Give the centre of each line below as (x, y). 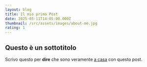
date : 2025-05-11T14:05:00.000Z (38, 19)
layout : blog (18, 10)
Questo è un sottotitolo (41, 48)
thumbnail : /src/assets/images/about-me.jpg (51, 23)
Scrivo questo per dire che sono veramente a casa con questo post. (74, 59)
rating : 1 (15, 28)
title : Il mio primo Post (31, 14)
